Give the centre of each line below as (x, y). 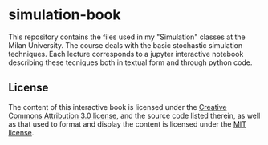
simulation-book (65, 15)
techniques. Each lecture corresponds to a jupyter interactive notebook (126, 54)
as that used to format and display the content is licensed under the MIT (128, 124)
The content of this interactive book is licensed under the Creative (118, 107)
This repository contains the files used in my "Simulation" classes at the (127, 37)
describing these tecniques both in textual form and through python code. (130, 62)
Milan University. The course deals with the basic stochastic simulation (126, 45)
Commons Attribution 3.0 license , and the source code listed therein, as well (134, 115)
